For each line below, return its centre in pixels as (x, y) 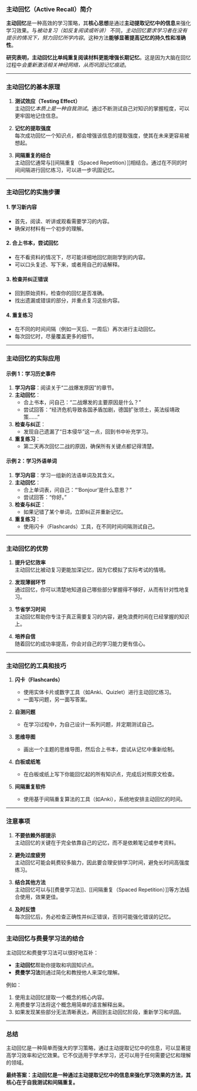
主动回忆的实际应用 (33, 359)
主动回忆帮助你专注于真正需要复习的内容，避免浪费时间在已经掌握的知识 (102, 616)
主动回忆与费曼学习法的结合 (45, 939)
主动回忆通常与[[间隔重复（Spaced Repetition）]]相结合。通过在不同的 (98, 162)
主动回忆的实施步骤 (33, 192)
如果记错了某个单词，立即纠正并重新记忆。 (75, 512)
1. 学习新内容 (21, 207)
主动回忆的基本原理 (33, 87)
